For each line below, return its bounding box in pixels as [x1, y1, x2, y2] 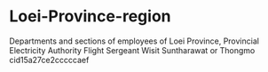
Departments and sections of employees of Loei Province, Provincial [9, 36, 260, 46]
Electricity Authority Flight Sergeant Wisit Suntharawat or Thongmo [9, 44, 256, 55]
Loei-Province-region [9, 6, 171, 27]
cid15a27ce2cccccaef [9, 54, 90, 65]
